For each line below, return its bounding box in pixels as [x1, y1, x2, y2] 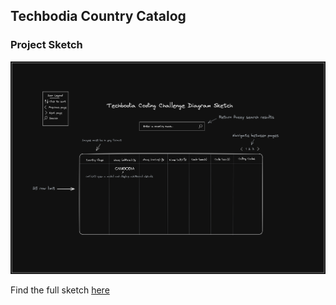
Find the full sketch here [10, 284, 110, 296]
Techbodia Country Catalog [10, 8, 187, 25]
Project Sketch [10, 38, 83, 52]
